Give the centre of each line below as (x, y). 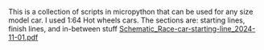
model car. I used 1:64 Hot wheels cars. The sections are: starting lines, (127, 20)
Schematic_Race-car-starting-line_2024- (188, 29)
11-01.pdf (23, 37)
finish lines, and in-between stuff (63, 29)
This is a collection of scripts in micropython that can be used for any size (131, 12)
